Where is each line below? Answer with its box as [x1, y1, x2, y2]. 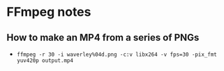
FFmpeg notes [6, 4, 91, 20]
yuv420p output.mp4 [16, 57, 74, 64]
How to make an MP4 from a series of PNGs [6, 32, 200, 43]
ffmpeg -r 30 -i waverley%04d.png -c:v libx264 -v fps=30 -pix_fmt [16, 51, 217, 58]
